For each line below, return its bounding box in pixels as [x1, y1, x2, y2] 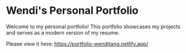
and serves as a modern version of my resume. [6, 29, 120, 36]
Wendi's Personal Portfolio [6, 4, 139, 17]
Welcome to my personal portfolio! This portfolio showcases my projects [6, 23, 181, 30]
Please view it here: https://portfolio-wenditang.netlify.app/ [6, 40, 149, 47]
